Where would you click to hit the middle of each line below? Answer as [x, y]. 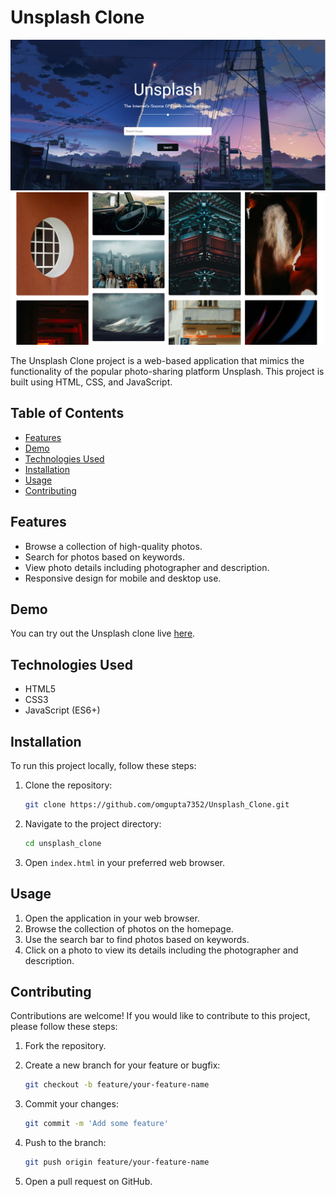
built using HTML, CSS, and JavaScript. [91, 382]
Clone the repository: [68, 785]
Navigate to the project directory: [93, 823]
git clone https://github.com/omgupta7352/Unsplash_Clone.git [157, 805]
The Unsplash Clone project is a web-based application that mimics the [157, 360]
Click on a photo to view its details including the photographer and [161, 950]
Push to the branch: [65, 1143]
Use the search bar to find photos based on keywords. [137, 939]
